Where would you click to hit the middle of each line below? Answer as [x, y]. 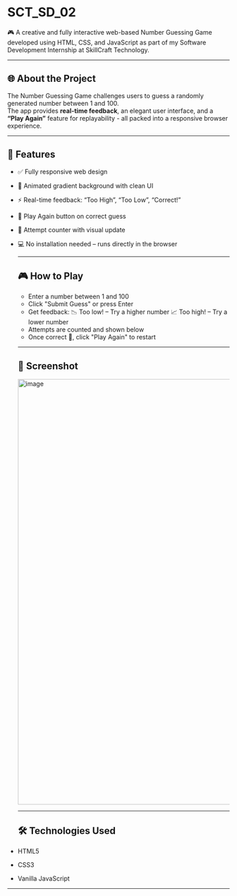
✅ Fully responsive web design [62, 171]
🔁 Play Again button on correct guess [72, 216]
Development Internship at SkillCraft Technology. [78, 49]
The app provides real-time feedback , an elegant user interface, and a [110, 111]
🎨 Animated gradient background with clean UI [85, 186]
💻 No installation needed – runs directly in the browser [97, 243]
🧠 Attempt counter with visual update [71, 229]
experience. [25, 126]
